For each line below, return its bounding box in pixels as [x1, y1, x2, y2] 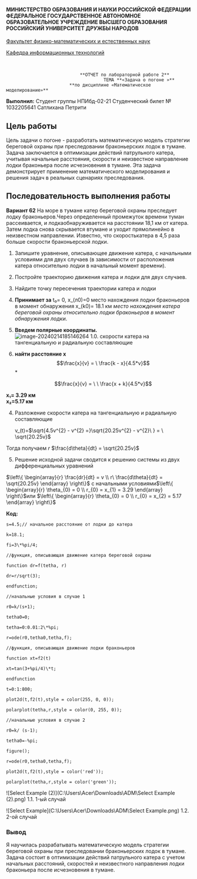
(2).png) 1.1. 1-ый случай [6, 795, 66, 802]
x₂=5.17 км [6, 397, 34, 404]
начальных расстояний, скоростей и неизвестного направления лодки [6, 860, 185, 867]
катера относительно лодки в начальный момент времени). [14, 262, 166, 269]
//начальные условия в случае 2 [6, 717, 85, 723]
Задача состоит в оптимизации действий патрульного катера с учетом [6, 854, 185, 861]
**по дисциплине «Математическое [69, 82, 151, 88]
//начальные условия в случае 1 [6, 593, 85, 599]
